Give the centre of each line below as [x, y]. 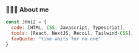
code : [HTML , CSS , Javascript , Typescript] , [68, 28]
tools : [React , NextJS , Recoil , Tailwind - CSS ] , [73, 33]
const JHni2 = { [26, 22]
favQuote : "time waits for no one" [56, 39]
